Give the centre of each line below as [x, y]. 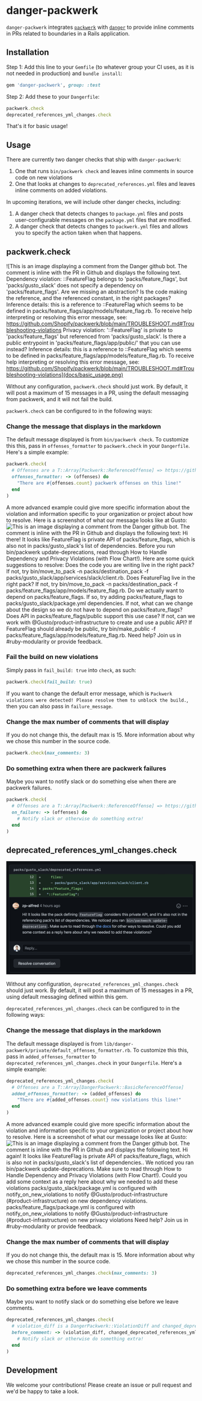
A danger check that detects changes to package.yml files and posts [99, 213]
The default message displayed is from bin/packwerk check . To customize [97, 440]
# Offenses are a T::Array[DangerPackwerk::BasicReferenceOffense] [98, 1087]
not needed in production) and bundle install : [64, 73]
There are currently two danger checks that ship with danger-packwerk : [94, 159]
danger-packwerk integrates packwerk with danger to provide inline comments [100, 27]
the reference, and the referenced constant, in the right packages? [89, 298]
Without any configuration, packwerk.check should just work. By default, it [97, 386]
